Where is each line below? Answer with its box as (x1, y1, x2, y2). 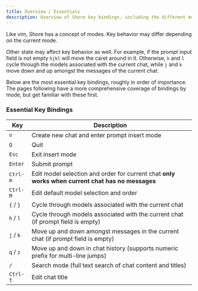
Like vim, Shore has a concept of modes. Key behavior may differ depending (6, 30, 192, 37)
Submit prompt (31, 160, 73, 168)
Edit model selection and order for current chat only (31, 169, 176, 177)
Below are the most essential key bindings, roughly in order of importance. (6, 78, 187, 86)
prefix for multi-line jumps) (31, 251, 107, 260)
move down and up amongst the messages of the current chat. (6, 67, 159, 74)
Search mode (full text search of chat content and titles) (31, 261, 187, 269)
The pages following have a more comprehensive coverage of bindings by (6, 85, 187, 92)
